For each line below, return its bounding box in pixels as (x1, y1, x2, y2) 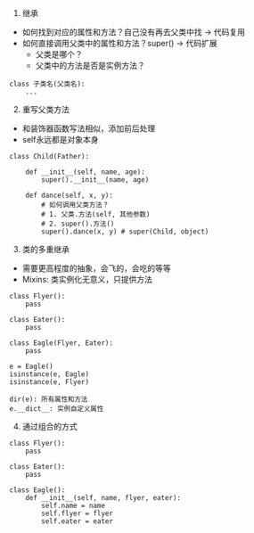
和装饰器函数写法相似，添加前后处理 (21, 123, 156, 134)
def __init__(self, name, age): (25, 168, 145, 176)
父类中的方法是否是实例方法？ (35, 61, 145, 70)
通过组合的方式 (21, 422, 78, 431)
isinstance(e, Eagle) (9, 370, 90, 379)
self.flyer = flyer (41, 509, 114, 518)
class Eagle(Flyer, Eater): (9, 339, 114, 348)
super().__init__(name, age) (41, 176, 150, 184)
